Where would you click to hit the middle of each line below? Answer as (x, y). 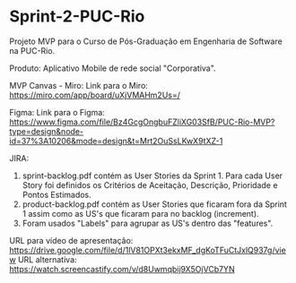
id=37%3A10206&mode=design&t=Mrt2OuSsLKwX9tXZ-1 (116, 141)
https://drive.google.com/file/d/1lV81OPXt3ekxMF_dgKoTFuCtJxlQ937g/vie (148, 250)
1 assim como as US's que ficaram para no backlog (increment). (140, 213)
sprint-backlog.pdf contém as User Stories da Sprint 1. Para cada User (152, 176)
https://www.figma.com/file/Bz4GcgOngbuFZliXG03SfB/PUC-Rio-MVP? (142, 122)
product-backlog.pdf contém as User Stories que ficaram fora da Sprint (154, 204)
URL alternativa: (48, 259)
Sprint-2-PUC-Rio (77, 17)
